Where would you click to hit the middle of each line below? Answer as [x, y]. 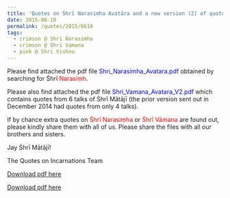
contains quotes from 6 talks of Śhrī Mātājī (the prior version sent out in [108, 99]
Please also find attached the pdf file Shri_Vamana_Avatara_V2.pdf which [110, 91]
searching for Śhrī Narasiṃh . [48, 78]
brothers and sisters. [36, 134]
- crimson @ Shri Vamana [49, 45]
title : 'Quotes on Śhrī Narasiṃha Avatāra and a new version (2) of [107, 13]
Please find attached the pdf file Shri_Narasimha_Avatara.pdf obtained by [111, 71]
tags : [15, 33]
